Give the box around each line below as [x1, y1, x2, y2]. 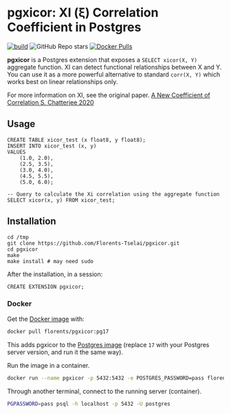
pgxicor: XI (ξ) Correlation [7, 5, 159, 21]
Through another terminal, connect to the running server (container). [7, 387, 201, 395]
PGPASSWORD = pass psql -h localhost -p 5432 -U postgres [7, 400, 170, 407]
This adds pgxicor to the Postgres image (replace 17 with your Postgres [7, 340, 210, 349]
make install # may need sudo [7, 258, 94, 265]
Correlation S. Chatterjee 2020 [7, 98, 94, 106]
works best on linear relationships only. [7, 77, 118, 85]
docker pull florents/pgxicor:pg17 [7, 328, 109, 335]
